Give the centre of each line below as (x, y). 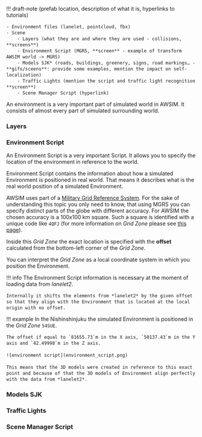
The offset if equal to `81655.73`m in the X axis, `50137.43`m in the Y (101, 337)
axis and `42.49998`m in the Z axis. (54, 343)
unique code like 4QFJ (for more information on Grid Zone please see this (96, 224)
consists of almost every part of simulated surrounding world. (83, 110)
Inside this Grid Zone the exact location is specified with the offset (89, 242)
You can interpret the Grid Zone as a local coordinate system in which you (98, 260)
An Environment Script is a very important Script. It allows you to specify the (101, 155)
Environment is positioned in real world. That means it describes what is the (100, 180)
